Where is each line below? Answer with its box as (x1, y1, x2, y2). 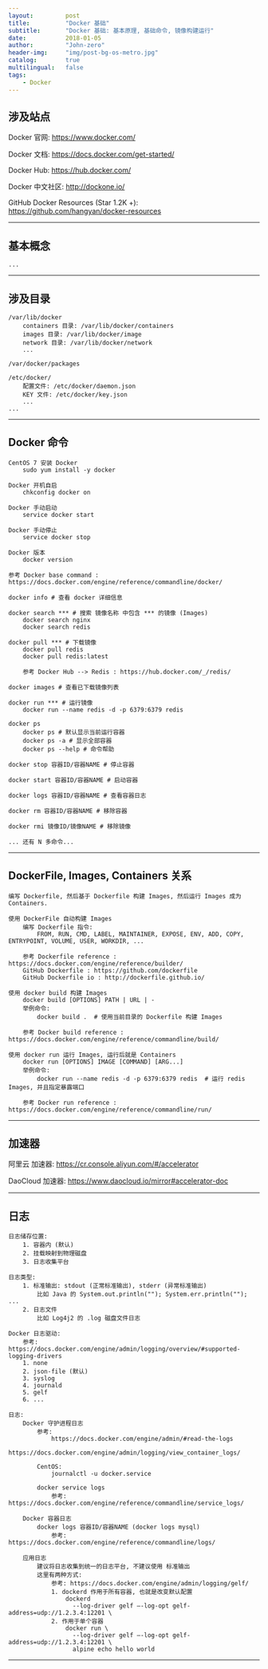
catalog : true (8, 57, 81, 65)
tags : (8, 71, 26, 79)
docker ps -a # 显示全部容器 (22, 736, 112, 744)
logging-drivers (8, 1352, 62, 1360)
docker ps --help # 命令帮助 (22, 745, 115, 753)
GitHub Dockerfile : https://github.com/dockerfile (22, 966, 198, 974)
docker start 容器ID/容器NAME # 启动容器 (8, 775, 138, 784)
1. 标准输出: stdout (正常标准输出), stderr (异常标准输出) (22, 1282, 207, 1290)
